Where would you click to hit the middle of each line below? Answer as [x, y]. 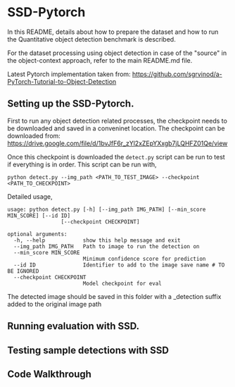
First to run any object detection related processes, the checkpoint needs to [117, 121]
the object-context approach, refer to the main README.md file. [100, 60]
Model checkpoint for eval [122, 283]
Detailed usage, [30, 196]
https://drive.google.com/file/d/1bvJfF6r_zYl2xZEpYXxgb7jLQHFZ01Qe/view [118, 143]
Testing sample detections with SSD [88, 350]
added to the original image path [55, 304]
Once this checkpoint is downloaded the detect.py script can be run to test [116, 156]
